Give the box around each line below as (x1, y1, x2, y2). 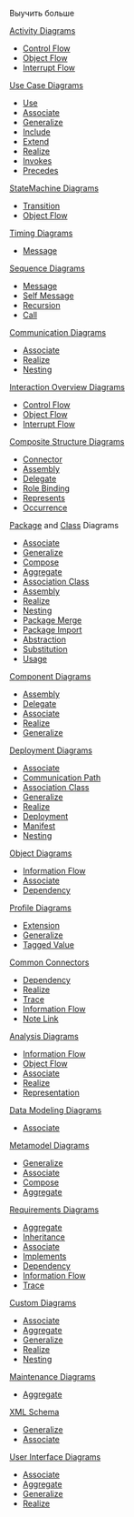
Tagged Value (22, 939, 75, 949)
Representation (22, 1087, 80, 1098)
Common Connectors (9, 957, 90, 968)
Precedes (22, 166, 59, 176)
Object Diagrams (9, 848, 72, 859)
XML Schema (9, 1407, 60, 1417)
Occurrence (22, 502, 68, 513)
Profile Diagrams (9, 902, 72, 913)
